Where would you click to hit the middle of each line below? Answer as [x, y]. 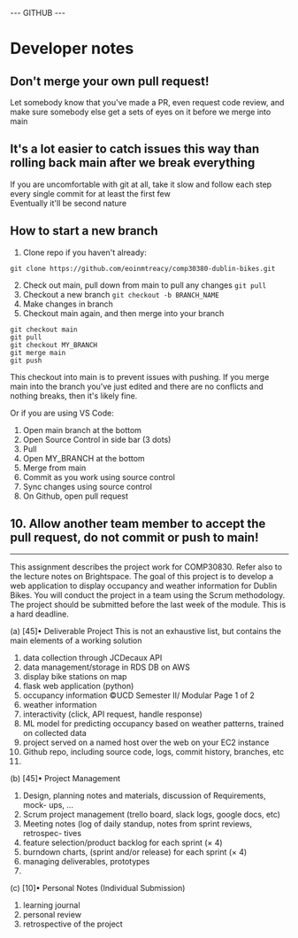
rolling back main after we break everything [133, 163]
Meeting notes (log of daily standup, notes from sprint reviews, [138, 824]
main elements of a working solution [76, 640]
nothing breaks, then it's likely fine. [74, 395]
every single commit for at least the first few [90, 193]
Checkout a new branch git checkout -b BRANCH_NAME [121, 294]
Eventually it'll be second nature [69, 203]
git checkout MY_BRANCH [54, 345]
